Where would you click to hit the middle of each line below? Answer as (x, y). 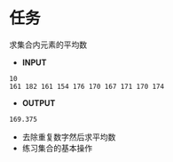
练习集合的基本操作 (57, 148)
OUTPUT (39, 102)
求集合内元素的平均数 (48, 45)
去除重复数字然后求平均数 (69, 137)
